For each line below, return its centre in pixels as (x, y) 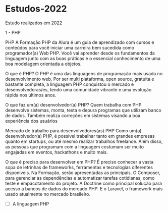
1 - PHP (13, 32)
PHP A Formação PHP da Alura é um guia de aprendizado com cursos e (80, 42)
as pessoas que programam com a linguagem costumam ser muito (75, 146)
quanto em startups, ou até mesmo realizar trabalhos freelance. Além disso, (84, 141)
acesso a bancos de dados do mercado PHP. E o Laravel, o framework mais (84, 189)
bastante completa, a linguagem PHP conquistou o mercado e (70, 84)
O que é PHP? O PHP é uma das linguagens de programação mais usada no (84, 73)
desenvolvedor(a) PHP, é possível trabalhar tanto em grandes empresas (80, 136)
